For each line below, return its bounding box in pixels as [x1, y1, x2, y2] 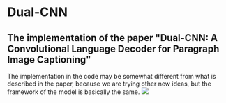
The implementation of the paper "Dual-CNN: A [7, 32, 218, 44]
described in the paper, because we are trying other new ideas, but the [7, 79, 211, 88]
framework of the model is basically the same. [7, 88, 140, 96]
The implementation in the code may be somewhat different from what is [7, 72, 216, 80]
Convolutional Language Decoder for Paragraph [7, 42, 220, 54]
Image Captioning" [7, 54, 91, 65]
